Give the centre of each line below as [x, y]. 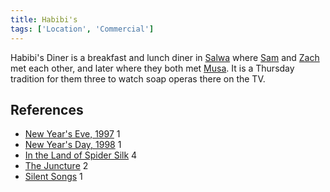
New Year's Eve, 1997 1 [72, 134]
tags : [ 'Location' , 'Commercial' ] [82, 29]
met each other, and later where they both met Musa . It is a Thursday [152, 68]
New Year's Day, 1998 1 [73, 145]
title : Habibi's [44, 19]
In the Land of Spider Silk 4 [81, 155]
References [47, 109]
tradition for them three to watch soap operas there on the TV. [138, 78]
